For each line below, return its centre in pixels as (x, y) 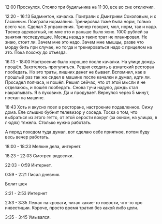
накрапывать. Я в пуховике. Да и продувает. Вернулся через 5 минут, (77, 92)
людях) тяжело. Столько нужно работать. (48, 122)
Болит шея (16, 184)
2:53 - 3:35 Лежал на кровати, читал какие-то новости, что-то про (74, 202)
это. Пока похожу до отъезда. (36, 52)
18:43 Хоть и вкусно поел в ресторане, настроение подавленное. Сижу (79, 107)
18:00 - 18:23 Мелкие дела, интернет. (43, 146)
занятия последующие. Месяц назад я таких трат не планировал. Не (76, 37)
